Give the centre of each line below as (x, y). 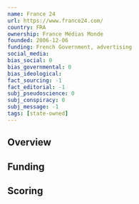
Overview (30, 142)
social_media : (29, 54)
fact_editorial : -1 (36, 87)
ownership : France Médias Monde (55, 34)
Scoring (25, 191)
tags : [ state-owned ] (38, 113)
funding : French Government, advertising (70, 47)
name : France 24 (31, 14)
